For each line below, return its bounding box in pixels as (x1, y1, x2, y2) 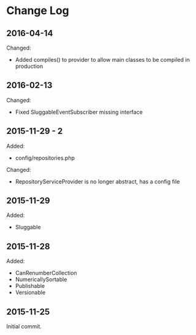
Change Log (6, 4, 69, 18)
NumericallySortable (15, 276, 67, 283)
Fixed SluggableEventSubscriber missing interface (15, 108, 143, 116)
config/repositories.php (15, 154, 75, 161)
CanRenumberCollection (15, 270, 78, 277)
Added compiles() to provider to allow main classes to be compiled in (15, 56, 190, 63)
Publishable (15, 282, 45, 290)
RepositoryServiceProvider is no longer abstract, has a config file (15, 178, 180, 185)
